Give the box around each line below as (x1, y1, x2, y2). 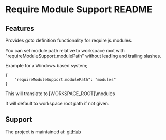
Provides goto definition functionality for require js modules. (5, 37, 133, 43)
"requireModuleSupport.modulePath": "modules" (14, 77, 116, 82)
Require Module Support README (5, 4, 153, 15)
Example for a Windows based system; (5, 63, 88, 68)
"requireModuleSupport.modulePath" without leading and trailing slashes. (5, 53, 162, 59)
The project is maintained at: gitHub (5, 129, 81, 135)
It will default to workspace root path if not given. (5, 101, 109, 106)
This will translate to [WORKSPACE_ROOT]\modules (5, 90, 115, 97)
